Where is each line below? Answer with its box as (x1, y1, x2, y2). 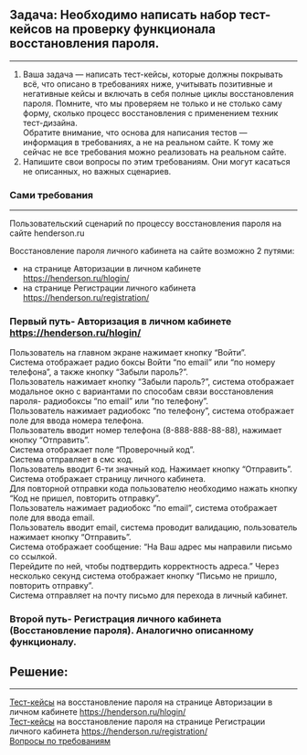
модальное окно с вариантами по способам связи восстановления (9, 386, 274, 397)
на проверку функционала (54, 22, 217, 37)
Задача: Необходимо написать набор (9, 7, 238, 23)
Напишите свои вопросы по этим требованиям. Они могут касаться (22, 155, 291, 167)
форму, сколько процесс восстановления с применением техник (22, 107, 279, 118)
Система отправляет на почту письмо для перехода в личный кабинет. (9, 590, 288, 601)
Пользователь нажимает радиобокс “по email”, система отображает (9, 503, 278, 514)
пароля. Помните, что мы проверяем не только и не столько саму (22, 98, 283, 109)
